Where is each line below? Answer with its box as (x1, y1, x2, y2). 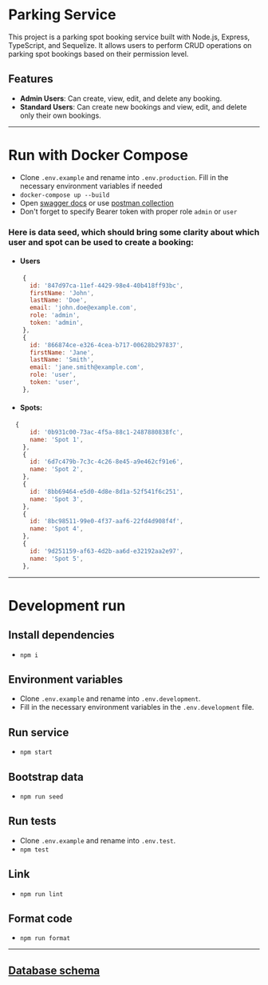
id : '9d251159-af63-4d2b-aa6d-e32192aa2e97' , (29, 547, 183, 555)
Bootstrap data (8, 770, 84, 783)
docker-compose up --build (19, 190, 110, 199)
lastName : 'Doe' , (29, 296, 88, 305)
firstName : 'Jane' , (29, 348, 94, 357)
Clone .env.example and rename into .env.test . (19, 835, 176, 845)
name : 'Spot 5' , (29, 555, 84, 563)
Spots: (19, 402, 42, 413)
